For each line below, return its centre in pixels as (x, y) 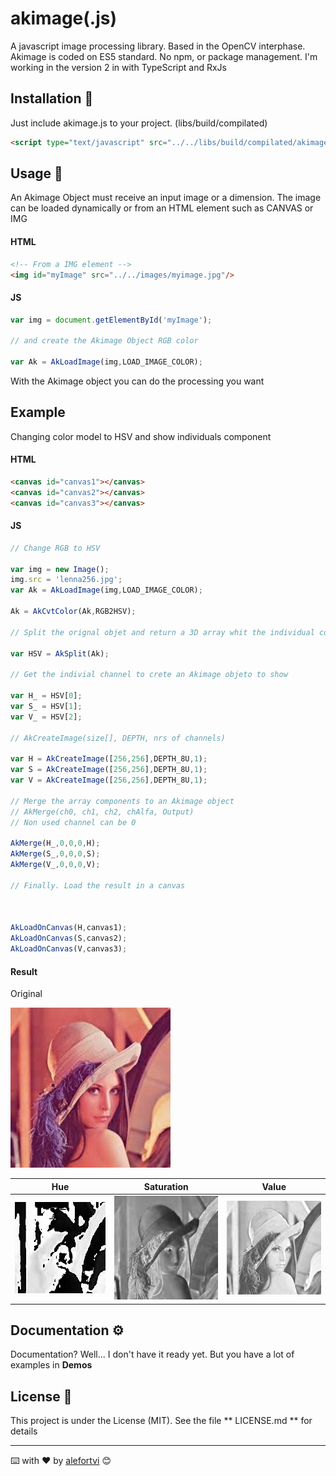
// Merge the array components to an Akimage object (122, 801)
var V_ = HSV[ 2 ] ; (46, 717)
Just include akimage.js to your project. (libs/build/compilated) (139, 123)
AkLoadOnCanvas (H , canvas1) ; (69, 928)
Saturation (166, 1186)
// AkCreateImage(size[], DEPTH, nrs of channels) (118, 738)
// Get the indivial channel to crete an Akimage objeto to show (149, 675)
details (24, 1431)
